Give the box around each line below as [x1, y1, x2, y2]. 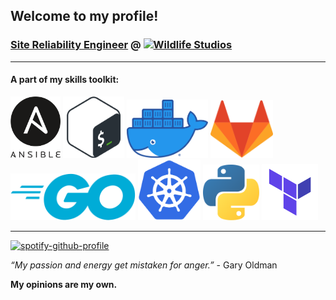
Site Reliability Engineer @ [10, 38, 142, 52]
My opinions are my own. [10, 279, 118, 291]
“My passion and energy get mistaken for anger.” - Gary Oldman [10, 259, 278, 271]
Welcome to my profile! [10, 8, 159, 25]
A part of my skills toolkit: [10, 74, 120, 86]
